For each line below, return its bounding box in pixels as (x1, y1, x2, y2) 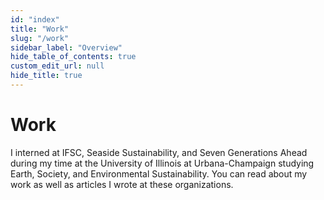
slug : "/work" (10, 33, 70, 43)
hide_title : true (10, 71, 83, 81)
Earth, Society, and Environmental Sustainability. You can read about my (10, 167, 308, 180)
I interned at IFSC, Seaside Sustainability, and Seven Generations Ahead (10, 146, 308, 158)
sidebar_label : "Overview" (10, 42, 123, 53)
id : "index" (10, 14, 60, 25)
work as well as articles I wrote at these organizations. (10, 178, 234, 190)
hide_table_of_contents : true (10, 52, 137, 62)
